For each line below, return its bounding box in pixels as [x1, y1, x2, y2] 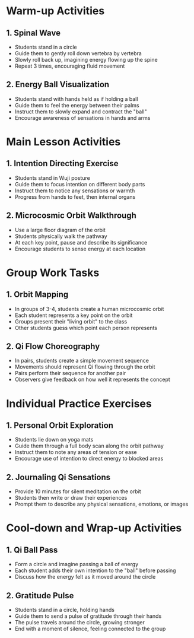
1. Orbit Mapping [6, 290, 69, 300]
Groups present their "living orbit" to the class [14, 318, 128, 325]
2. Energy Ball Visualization [6, 80, 110, 90]
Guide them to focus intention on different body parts [14, 180, 145, 188]
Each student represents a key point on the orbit [14, 312, 133, 319]
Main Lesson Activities [6, 135, 121, 148]
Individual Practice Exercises [6, 396, 152, 410]
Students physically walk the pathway [14, 233, 108, 240]
